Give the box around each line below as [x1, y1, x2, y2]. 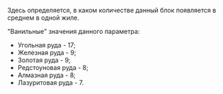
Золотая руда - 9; [17, 56, 71, 64]
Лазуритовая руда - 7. [17, 78, 84, 87]
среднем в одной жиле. [7, 13, 79, 22]
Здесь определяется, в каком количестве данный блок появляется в [7, 6, 217, 14]
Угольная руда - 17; [17, 41, 76, 49]
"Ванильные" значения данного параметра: [7, 28, 140, 35]
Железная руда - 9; [17, 49, 76, 57]
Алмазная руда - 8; [17, 71, 76, 79]
